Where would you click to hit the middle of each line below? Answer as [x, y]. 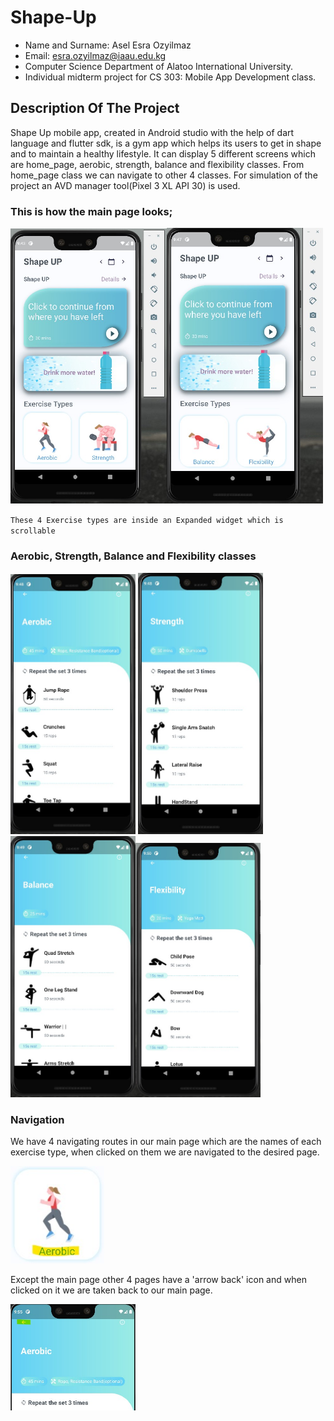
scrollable [33, 531]
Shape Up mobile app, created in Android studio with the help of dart [152, 132]
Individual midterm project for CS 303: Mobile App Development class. [170, 77]
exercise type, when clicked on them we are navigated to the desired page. [165, 1152]
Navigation [37, 1119]
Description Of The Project [95, 108]
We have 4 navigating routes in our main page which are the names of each [166, 1142]
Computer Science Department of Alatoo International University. [159, 66]
